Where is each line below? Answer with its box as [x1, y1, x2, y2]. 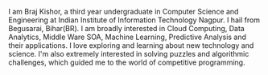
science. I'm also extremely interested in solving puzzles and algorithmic [8, 49, 249, 58]
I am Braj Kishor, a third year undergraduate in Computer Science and [8, 7, 239, 16]
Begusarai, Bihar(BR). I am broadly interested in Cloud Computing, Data [8, 24, 245, 33]
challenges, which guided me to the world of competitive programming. [8, 57, 245, 67]
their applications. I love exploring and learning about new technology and [8, 41, 254, 50]
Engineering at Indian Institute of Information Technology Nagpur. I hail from [8, 15, 260, 25]
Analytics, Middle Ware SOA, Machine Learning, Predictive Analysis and [8, 32, 247, 41]
